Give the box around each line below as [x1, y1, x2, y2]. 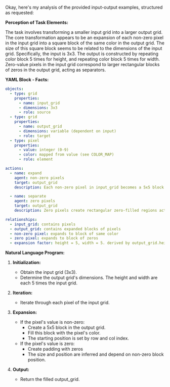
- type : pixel [10, 138, 39, 143]
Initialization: [12, 260, 41, 266]
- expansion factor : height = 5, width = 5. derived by [10, 240, 130, 246]
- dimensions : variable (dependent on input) [18, 128, 116, 133]
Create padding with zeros [27, 346, 83, 352]
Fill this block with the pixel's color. [27, 330, 101, 336]
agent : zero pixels [14, 199, 56, 204]
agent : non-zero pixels [14, 175, 65, 180]
